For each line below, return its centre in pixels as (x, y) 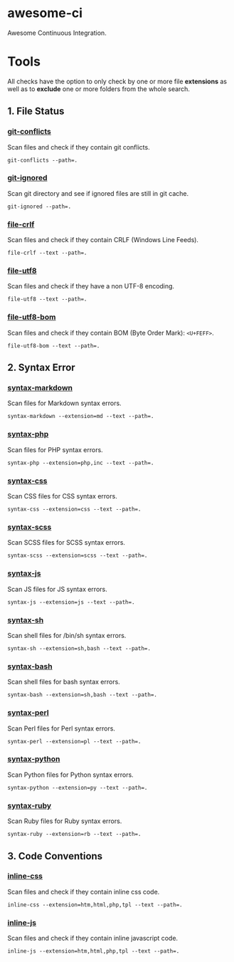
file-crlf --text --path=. (47, 253)
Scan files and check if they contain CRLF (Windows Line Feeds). (103, 240)
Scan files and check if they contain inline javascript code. (93, 939)
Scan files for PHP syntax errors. (55, 449)
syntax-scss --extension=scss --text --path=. (78, 556)
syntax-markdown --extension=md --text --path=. (81, 417)
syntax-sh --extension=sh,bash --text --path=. (79, 648)
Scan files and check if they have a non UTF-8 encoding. (91, 286)
